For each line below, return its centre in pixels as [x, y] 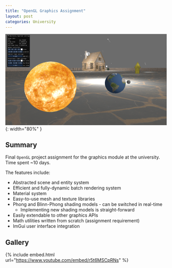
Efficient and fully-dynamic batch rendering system [67, 188]
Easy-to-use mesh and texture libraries [54, 199]
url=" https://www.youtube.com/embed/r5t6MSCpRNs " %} [67, 260]
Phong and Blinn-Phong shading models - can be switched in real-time [88, 204]
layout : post [19, 16]
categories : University [31, 22]
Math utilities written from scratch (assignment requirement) [76, 221]
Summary [21, 145]
